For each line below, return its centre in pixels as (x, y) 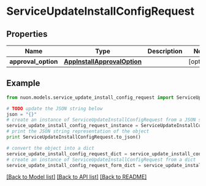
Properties (27, 34)
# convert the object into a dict (51, 148)
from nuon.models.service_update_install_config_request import (90, 97)
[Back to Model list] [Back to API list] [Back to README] (77, 177)
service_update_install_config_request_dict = (67, 154)
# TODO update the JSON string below (55, 109)
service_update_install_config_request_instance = (72, 126)
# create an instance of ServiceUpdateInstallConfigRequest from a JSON (101, 120)
